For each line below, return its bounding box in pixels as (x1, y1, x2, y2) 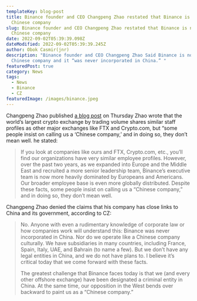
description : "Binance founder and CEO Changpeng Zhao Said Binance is (6, 52, 185, 58)
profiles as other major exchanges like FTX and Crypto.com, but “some (6, 124, 178, 131)
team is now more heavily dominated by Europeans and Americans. (20, 173, 184, 180)
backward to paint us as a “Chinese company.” (20, 288, 134, 295)
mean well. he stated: (6, 137, 58, 144)
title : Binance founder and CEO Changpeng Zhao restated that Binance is (6, 14, 191, 20)
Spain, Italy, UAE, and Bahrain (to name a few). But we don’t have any (20, 246, 189, 253)
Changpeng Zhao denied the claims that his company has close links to (6, 203, 179, 210)
